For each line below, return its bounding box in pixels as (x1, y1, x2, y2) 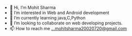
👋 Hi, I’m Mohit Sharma (9, 5, 56, 10)
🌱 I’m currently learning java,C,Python (9, 15, 86, 20)
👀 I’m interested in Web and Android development (9, 10, 110, 16)
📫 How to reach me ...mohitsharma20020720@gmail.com (9, 26, 127, 31)
